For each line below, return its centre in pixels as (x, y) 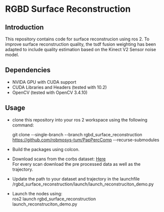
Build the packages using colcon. (46, 149)
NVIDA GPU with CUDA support (44, 82)
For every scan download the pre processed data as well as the (76, 164)
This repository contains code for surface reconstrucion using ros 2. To (77, 39)
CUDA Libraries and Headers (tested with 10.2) (59, 87)
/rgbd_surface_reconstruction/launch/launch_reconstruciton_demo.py (83, 184)
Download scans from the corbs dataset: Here (59, 159)
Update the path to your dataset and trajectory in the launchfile (76, 179)
